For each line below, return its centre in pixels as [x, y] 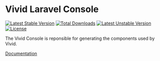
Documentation [21, 53]
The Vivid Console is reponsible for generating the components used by [80, 38]
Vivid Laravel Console [52, 9]
